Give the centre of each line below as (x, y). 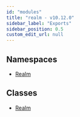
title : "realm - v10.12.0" (40, 18)
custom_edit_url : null (35, 35)
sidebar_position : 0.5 (35, 29)
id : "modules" (24, 12)
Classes (22, 93)
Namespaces (32, 59)
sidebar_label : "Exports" (39, 23)
